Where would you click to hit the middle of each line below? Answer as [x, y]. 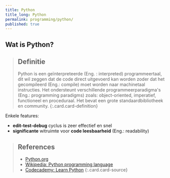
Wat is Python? [30, 44]
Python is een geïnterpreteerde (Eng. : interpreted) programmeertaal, [90, 74]
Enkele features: [22, 116]
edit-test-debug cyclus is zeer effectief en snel [62, 126]
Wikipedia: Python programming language [69, 164]
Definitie [31, 62]
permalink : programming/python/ [39, 19]
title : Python [20, 10]
